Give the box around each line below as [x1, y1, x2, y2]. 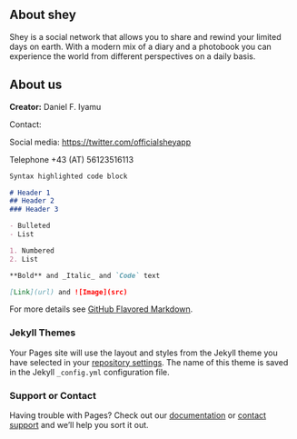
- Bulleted [9, 222, 51, 231]
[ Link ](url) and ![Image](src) [9, 287, 128, 296]
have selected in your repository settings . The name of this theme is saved [9, 356, 289, 367]
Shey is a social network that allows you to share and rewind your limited [9, 31, 282, 42]
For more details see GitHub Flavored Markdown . [9, 304, 193, 314]
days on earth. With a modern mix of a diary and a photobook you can [9, 41, 272, 52]
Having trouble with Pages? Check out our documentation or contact [9, 409, 266, 421]
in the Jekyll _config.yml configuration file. [9, 366, 170, 377]
